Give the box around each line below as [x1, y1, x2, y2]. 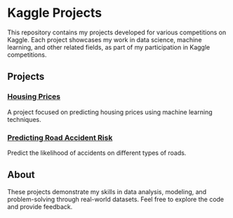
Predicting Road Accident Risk [7, 132, 113, 142]
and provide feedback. [7, 202, 73, 211]
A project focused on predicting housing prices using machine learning [7, 107, 213, 116]
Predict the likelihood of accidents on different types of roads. [7, 149, 187, 157]
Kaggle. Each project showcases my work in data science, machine [7, 35, 202, 43]
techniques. [7, 115, 41, 123]
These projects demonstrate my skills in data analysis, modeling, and [7, 187, 207, 196]
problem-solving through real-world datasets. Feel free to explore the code [7, 195, 225, 203]
